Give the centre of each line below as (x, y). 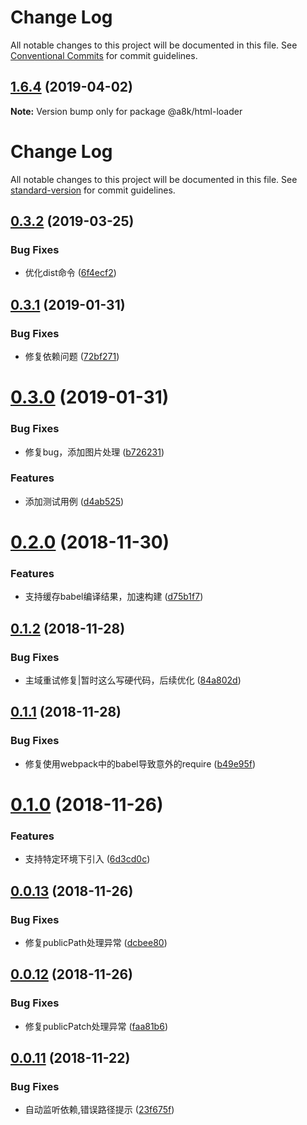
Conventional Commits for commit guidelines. (104, 55)
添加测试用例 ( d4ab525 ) (74, 501)
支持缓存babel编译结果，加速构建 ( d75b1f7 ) (114, 597)
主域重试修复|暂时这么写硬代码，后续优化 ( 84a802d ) (133, 680)
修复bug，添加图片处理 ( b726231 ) (94, 452)
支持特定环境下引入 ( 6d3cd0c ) (87, 859)
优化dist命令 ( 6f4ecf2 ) (70, 273)
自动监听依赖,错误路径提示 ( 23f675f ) (99, 1110)
